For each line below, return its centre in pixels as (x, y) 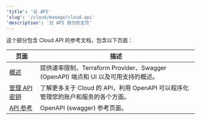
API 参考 (21, 108)
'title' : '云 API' (29, 12)
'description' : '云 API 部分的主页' (49, 23)
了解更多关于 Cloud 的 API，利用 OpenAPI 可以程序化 (115, 88)
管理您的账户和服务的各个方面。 (85, 97)
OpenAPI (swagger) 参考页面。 (83, 108)
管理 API (21, 88)
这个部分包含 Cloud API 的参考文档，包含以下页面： (70, 40)
